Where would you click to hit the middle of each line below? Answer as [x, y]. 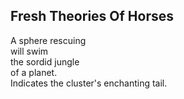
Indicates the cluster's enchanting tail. [89, 83]
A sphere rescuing [48, 40]
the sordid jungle [45, 61]
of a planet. [34, 72]
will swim [29, 51]
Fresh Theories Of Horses [92, 16]
